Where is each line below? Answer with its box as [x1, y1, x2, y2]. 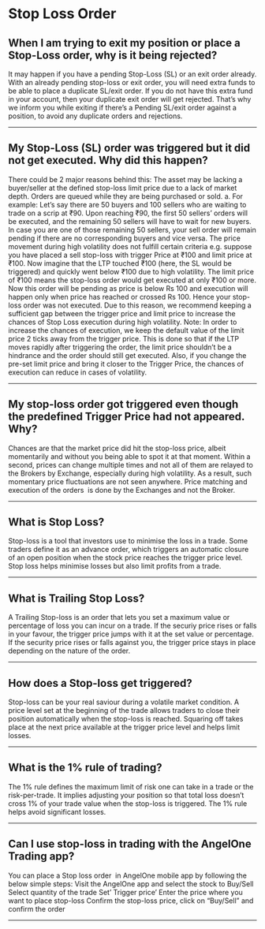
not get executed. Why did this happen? [8, 154, 208, 167]
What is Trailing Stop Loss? [8, 591, 145, 605]
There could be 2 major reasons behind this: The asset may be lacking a [8, 174, 243, 184]
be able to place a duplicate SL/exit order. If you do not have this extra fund [8, 86, 253, 95]
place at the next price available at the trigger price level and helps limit [8, 722, 241, 732]
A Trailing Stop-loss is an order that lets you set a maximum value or [8, 613, 230, 622]
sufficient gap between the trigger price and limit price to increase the [8, 308, 236, 318]
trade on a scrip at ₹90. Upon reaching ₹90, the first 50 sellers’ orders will [8, 208, 248, 218]
